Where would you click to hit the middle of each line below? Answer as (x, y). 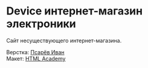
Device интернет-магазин (75, 11)
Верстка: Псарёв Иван (35, 52)
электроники (41, 24)
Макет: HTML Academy (36, 58)
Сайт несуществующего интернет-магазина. (64, 40)
